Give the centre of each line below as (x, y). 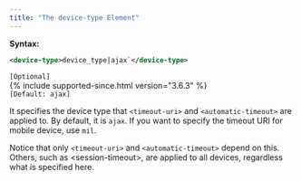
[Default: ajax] (40, 94)
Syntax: (24, 43)
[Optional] (30, 76)
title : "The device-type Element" (75, 18)
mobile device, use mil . (53, 130)
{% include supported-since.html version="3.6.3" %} (108, 85)
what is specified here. (52, 167)
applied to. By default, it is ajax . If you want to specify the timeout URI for (146, 120)
